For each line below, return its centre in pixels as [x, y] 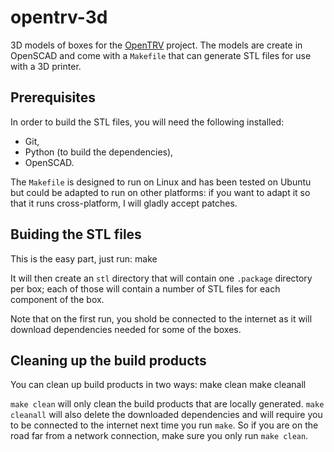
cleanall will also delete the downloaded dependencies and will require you [166, 415]
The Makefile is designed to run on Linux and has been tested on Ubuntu [161, 182]
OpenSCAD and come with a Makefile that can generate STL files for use [161, 55]
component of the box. [57, 299]
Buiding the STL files [76, 234]
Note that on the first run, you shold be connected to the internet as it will [161, 318]
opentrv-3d [59, 17]
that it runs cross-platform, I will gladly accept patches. [124, 203]
